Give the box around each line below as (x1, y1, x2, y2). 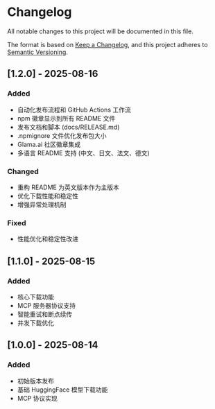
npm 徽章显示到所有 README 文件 (17, 114, 116, 122)
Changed (7, 166, 40, 176)
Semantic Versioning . (7, 48, 68, 56)
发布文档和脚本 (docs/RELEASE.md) (17, 123, 120, 131)
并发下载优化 (17, 318, 54, 327)
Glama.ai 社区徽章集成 (17, 140, 81, 148)
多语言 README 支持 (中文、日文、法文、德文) (17, 148, 150, 157)
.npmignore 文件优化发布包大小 (17, 131, 107, 139)
